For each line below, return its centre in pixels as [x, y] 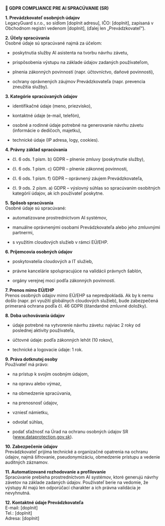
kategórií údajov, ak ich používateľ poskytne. [58, 193]
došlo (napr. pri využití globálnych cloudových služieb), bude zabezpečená [82, 301]
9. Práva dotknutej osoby [31, 359]
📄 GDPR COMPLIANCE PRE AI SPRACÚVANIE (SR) [57, 8]
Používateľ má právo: [27, 364]
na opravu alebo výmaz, [37, 384]
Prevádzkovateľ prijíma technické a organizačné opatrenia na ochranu [77, 452]
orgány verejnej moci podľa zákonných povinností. [64, 281]
